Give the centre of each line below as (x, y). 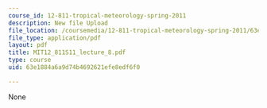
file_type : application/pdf (55, 38)
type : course (30, 60)
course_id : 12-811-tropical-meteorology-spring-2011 (97, 15)
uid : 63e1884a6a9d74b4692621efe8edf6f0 (74, 67)
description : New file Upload (58, 23)
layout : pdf (28, 45)
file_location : (33, 30)
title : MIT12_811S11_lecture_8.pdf (67, 52)
